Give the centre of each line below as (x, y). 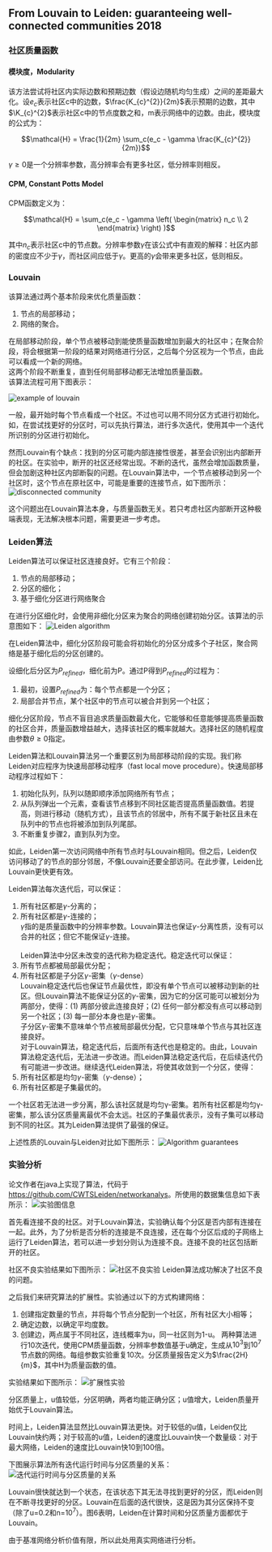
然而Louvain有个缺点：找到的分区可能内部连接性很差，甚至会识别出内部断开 (135, 452)
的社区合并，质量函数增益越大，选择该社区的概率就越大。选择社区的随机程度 (136, 728)
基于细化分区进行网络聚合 (63, 598)
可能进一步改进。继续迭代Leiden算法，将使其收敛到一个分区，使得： (142, 1066)
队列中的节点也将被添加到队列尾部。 (81, 824)
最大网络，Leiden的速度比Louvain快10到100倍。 (89, 1447)
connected (36, 26)
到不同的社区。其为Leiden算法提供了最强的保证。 (91, 1125)
